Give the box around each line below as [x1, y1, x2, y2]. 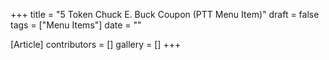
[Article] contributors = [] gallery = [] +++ [10, 39, 182, 50]
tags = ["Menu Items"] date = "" [10, 19, 142, 31]
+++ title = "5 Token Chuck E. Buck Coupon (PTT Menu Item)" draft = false [10, 9, 320, 20]
